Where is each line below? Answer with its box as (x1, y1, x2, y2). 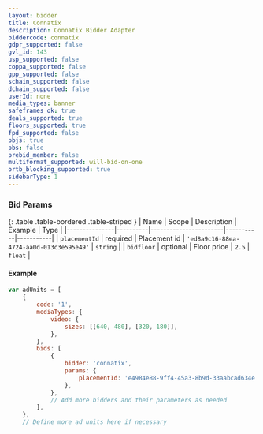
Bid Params (8, 199, 53, 210)
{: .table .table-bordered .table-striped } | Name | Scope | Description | (8, 217, 237, 226)
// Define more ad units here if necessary (22, 418, 168, 426)
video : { (50, 315, 80, 324)
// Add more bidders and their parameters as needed (50, 396, 227, 404)
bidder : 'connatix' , (64, 360, 132, 368)
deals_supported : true (8, 114, 83, 122)
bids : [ (36, 345, 61, 353)
